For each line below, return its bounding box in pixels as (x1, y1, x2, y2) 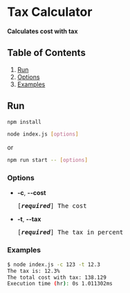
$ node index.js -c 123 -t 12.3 (7, 261, 100, 268)
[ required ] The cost (17, 202, 87, 210)
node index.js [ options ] (7, 131, 79, 138)
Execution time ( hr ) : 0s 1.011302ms (7, 281, 113, 287)
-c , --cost (17, 189, 46, 197)
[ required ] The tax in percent (17, 229, 124, 236)
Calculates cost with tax (7, 27, 78, 35)
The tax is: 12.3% (7, 267, 60, 274)
